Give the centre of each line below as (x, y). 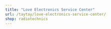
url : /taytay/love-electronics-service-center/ (56, 14)
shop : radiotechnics (27, 19)
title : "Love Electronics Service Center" (50, 10)
